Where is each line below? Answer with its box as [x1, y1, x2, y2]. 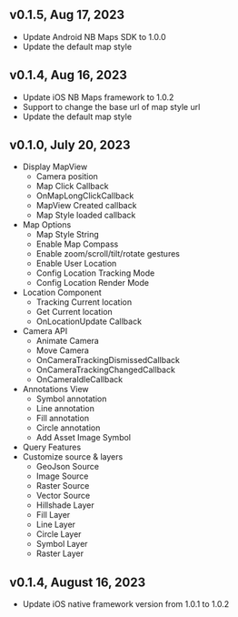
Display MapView [22, 161, 88, 172]
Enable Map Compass [35, 238, 119, 249]
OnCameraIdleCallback [35, 374, 124, 385]
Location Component [22, 287, 102, 298]
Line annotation [35, 403, 95, 414]
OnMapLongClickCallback [35, 190, 134, 201]
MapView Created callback [35, 200, 137, 211]
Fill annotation [35, 413, 89, 424]
